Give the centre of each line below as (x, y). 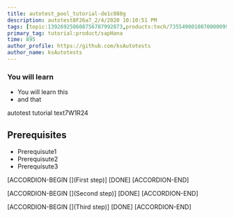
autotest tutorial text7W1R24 (48, 113)
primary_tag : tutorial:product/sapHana (65, 33)
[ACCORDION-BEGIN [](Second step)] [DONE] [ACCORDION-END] (103, 193)
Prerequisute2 (38, 159)
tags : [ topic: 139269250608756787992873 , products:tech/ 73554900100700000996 (119, 26)
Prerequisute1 (37, 151)
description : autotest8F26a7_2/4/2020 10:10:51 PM (82, 20)
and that (29, 100)
